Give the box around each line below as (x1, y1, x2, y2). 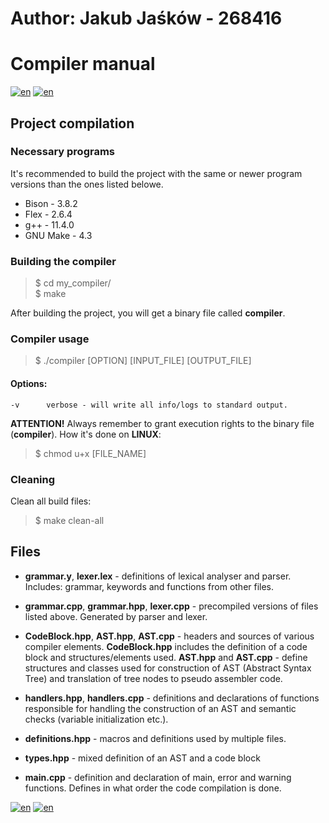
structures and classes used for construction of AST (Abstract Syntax (24, 662, 312, 674)
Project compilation (10, 115, 135, 132)
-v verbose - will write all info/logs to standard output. (10, 400, 288, 410)
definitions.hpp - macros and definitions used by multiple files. (24, 732, 287, 744)
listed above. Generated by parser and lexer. (24, 610, 208, 622)
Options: (10, 378, 48, 389)
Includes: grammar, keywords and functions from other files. (24, 580, 275, 592)
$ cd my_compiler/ (34, 277, 112, 289)
